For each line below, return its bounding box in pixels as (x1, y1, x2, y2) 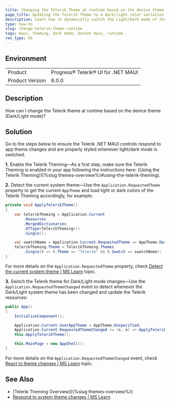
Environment (5, 54, 47, 63)
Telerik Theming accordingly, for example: (5, 193, 93, 199)
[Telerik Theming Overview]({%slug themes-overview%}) (12, 388, 133, 394)
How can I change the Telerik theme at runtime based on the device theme (5, 107, 161, 114)
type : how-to (5, 21, 33, 27)
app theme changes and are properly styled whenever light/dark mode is (5, 146, 158, 152)
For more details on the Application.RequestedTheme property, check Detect (5, 263, 163, 269)
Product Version (8, 77, 47, 84)
